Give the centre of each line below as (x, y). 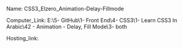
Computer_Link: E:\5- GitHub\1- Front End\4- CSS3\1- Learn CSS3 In (92, 20)
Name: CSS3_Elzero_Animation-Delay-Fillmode (65, 9)
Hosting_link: (22, 38)
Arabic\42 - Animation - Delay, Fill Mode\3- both (67, 27)
